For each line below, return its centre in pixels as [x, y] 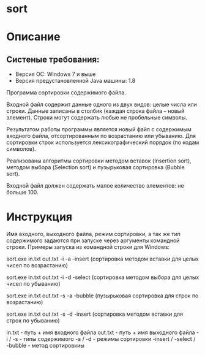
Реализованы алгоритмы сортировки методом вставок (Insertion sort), [99, 161]
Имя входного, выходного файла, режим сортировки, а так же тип [93, 234]
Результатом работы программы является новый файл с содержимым [99, 129]
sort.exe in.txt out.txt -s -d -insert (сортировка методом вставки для [95, 314]
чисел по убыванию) [33, 284]
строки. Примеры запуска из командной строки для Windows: [88, 247]
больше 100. [22, 193]
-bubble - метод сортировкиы [45, 346]
